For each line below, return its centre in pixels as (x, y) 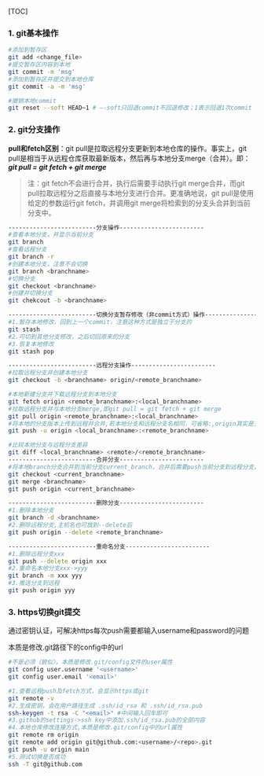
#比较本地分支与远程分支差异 (48, 445)
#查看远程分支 (27, 250)
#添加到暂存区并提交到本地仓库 (51, 79)
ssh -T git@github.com (45, 764)
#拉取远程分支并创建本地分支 (48, 373)
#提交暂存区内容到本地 (39, 65)
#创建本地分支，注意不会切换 (48, 264)
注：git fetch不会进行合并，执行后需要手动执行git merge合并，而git (136, 183)
